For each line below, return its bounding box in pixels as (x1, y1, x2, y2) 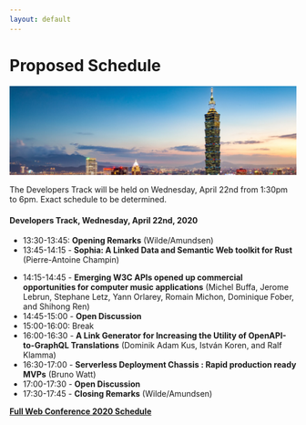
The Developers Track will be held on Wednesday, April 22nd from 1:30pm (9, 184, 289, 195)
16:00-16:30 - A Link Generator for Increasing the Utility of (22, 330, 248, 341)
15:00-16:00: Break (22, 320, 95, 332)
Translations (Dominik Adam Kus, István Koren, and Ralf (70, 340, 282, 351)
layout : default (9, 15, 71, 24)
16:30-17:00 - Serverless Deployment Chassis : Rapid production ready (22, 359, 297, 370)
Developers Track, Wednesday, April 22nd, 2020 (9, 214, 199, 225)
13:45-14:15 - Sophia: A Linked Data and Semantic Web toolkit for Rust (22, 244, 293, 255)
